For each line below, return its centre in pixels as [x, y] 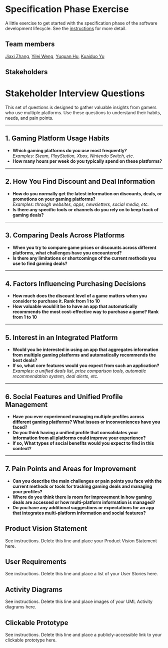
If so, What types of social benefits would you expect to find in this [83, 443]
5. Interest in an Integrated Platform [61, 337]
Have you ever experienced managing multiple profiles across [78, 416]
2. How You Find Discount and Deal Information [80, 182]
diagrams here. [21, 607]
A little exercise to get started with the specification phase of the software [81, 23]
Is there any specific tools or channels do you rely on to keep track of [85, 209]
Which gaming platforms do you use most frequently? [70, 150]
